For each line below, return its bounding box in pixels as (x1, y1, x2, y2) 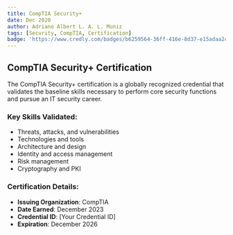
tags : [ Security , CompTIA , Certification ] (7, 29, 132, 37)
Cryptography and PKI (17, 164, 81, 173)
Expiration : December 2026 (17, 220, 98, 228)
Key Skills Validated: (7, 112, 78, 121)
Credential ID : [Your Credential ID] (17, 212, 116, 220)
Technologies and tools (17, 135, 85, 143)
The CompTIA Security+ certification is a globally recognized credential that (7, 80, 224, 88)
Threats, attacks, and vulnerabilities (17, 128, 120, 136)
